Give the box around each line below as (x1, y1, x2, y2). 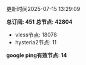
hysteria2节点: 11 (15, 39, 57, 46)
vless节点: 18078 (15, 31, 58, 38)
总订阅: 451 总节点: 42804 (6, 18, 73, 26)
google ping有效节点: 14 (6, 52, 67, 59)
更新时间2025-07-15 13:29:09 (6, 5, 81, 12)
